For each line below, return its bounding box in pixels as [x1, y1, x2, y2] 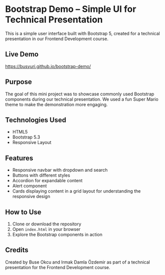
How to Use [5, 207, 42, 216]
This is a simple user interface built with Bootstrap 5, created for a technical [5, 30, 160, 36]
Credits [5, 246, 29, 254]
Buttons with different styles [12, 172, 71, 178]
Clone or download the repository [12, 221, 82, 227]
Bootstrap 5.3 [12, 134, 41, 140]
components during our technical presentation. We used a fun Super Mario [5, 96, 159, 102]
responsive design [12, 194, 51, 200]
